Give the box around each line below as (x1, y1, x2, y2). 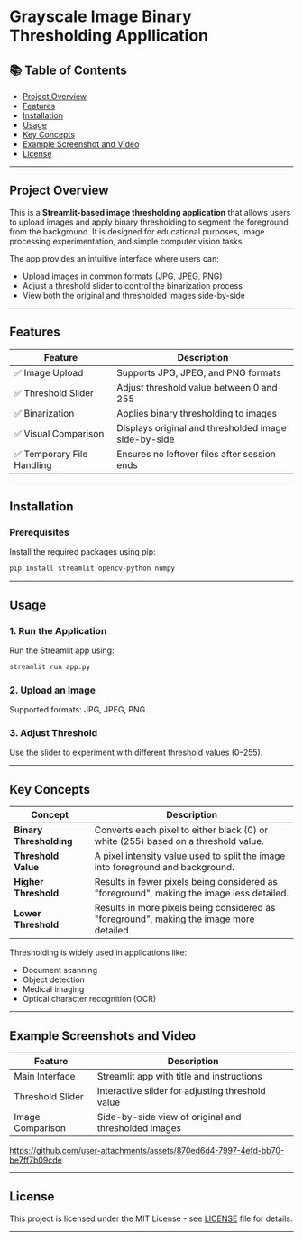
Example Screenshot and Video (22, 139, 140, 150)
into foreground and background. (94, 861, 234, 874)
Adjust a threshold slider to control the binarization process (22, 280, 243, 290)
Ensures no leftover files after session (116, 447, 277, 460)
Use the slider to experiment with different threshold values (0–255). (9, 747, 263, 758)
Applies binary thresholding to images (116, 407, 278, 419)
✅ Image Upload (14, 366, 84, 379)
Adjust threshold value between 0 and (116, 381, 278, 393)
